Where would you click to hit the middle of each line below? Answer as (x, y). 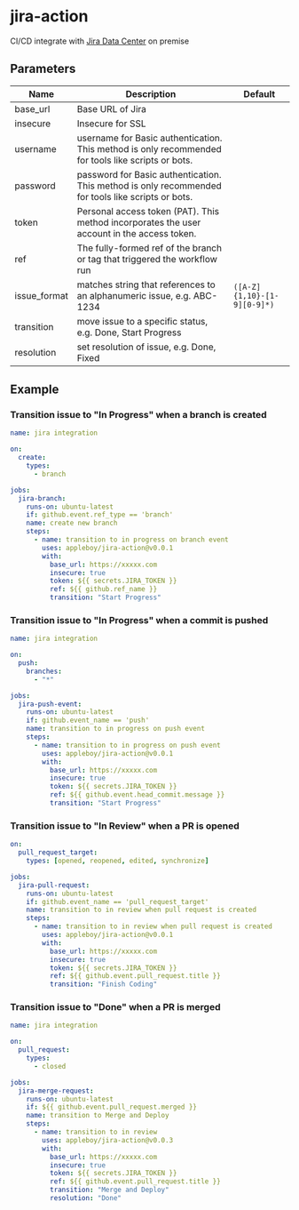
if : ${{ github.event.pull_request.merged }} (112, 1107)
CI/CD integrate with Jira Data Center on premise (100, 41)
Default (260, 93)
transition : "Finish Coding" (103, 984)
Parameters (43, 69)
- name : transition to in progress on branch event (131, 540)
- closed (50, 1066)
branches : (44, 671)
